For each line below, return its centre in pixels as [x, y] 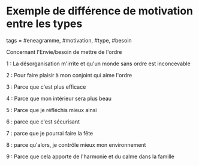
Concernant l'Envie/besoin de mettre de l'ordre [64, 52]
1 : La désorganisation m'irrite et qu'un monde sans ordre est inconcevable [98, 64]
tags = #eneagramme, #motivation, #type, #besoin [69, 40]
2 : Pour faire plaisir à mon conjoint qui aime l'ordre [69, 75]
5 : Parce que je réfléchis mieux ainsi [52, 110]
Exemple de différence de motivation [100, 11]
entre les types [44, 24]
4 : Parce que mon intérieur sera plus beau [59, 98]
